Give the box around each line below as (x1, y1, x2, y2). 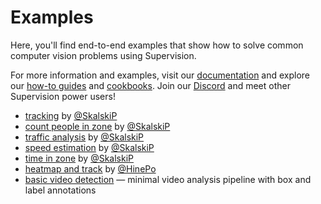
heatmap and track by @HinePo (24, 162, 157, 175)
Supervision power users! (10, 90, 116, 102)
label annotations (24, 184, 97, 196)
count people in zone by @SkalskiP (24, 120, 171, 132)
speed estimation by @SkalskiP (24, 141, 155, 153)
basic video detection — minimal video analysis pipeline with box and (24, 173, 312, 185)
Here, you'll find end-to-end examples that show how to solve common (10, 39, 304, 51)
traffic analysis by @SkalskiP (24, 131, 145, 143)
